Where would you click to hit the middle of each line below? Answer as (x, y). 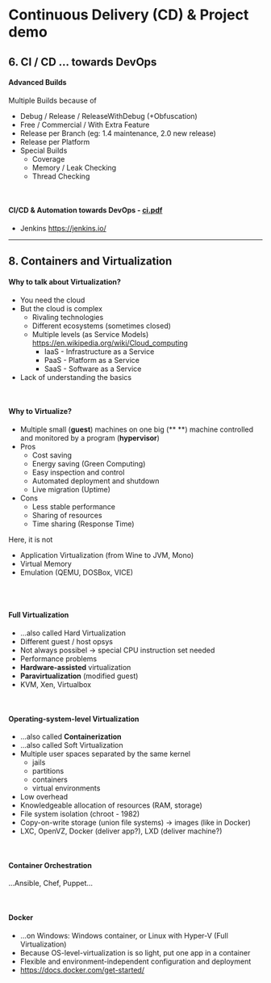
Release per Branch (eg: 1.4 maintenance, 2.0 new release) (118, 133)
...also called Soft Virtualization (71, 745)
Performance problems (58, 658)
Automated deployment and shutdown (96, 481)
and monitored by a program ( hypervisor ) (90, 437)
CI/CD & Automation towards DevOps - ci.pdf (85, 210)
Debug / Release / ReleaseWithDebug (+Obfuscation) (108, 116)
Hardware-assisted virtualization (75, 667)
